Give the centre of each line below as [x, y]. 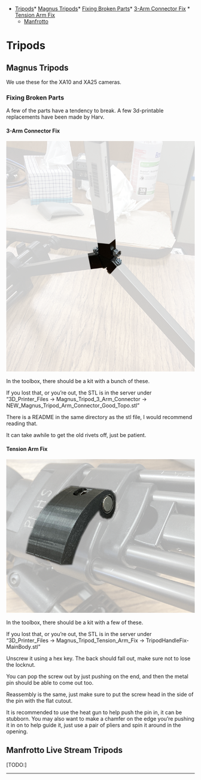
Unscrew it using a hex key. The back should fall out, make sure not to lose [98, 658]
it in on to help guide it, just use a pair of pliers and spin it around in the [94, 725]
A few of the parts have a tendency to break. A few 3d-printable [85, 111]
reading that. [22, 424]
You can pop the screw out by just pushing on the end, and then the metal [97, 676]
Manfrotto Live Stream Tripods [64, 750]
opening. [17, 731]
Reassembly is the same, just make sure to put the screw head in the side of [100, 694]
